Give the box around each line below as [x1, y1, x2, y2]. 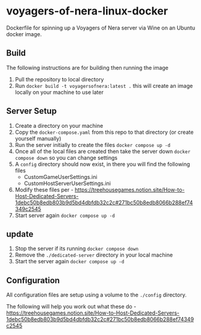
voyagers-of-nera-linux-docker [6, 4, 169, 18]
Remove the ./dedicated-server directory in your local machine [14, 251, 173, 258]
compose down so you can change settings [14, 154, 118, 161]
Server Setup [6, 106, 57, 116]
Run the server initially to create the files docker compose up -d [14, 141, 170, 148]
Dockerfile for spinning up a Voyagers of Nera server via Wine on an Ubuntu [6, 24, 196, 31]
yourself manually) [14, 134, 61, 142]
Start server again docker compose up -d [14, 211, 116, 219]
